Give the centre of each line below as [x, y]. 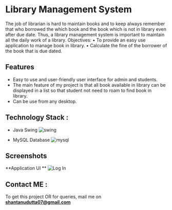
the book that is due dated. [34, 51]
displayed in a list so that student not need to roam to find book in [82, 90]
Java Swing [25, 130]
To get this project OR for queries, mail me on [53, 197]
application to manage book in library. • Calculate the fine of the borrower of [86, 45]
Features [20, 67]
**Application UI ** [26, 168]
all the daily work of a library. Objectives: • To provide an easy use [75, 40]
